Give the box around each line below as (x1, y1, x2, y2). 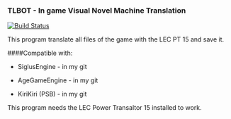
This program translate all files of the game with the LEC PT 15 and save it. (7, 35, 225, 44)
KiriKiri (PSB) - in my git (17, 90, 87, 99)
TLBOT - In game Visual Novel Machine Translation (7, 6, 186, 15)
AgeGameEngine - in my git (17, 76, 98, 84)
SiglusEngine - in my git (17, 63, 87, 71)
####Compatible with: (7, 49, 73, 58)
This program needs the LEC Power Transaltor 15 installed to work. (7, 104, 202, 112)
